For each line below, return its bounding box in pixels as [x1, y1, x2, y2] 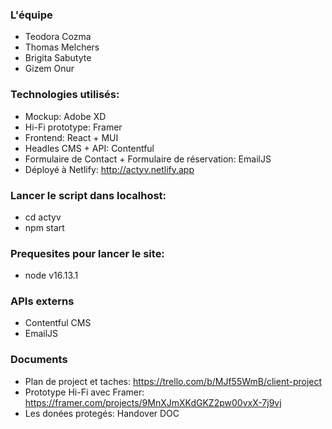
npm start [24, 221, 65, 233]
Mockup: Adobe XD [24, 110, 107, 122]
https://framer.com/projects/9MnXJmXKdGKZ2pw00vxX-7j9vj [24, 396, 282, 408]
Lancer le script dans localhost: [10, 188, 167, 202]
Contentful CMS [24, 317, 92, 329]
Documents [10, 353, 68, 367]
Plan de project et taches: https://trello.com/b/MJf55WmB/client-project [24, 375, 323, 387]
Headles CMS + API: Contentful [24, 142, 155, 154]
